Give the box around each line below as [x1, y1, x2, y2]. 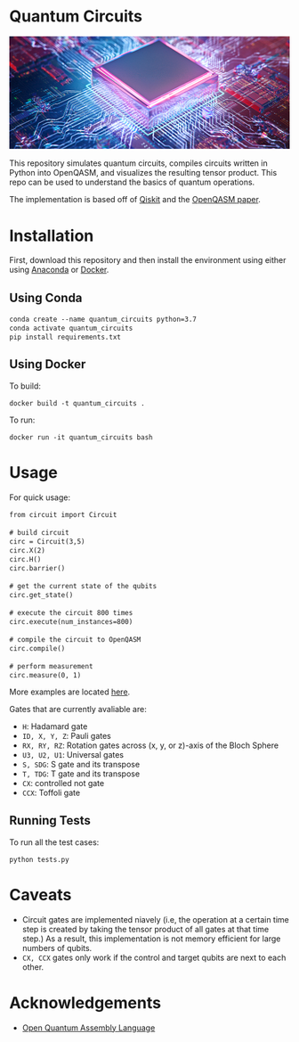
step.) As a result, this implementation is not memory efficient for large [21, 933, 281, 944]
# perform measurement [9, 661, 93, 670]
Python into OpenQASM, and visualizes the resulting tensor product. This [9, 168, 278, 178]
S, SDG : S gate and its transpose [21, 759, 141, 769]
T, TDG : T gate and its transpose [21, 768, 141, 779]
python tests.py [9, 855, 69, 864]
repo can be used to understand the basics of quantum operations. [9, 176, 255, 188]
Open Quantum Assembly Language [21, 1022, 156, 1033]
